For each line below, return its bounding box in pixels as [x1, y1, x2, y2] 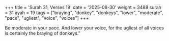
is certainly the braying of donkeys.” [5, 30, 80, 36]
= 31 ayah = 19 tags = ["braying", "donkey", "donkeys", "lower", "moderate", [5, 10, 163, 16]
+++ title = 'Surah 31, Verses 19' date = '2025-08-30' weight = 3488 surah [5, 5, 161, 10]
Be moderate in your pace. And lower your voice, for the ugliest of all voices [5, 25, 164, 31]
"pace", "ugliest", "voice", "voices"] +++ [5, 15, 90, 21]
